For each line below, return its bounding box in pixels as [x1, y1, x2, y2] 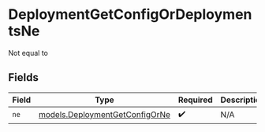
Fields [8, 71, 39, 84]
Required [177, 94, 213, 105]
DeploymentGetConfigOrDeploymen [8, 5, 252, 24]
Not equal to [8, 48, 49, 57]
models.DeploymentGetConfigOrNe [38, 109, 171, 120]
